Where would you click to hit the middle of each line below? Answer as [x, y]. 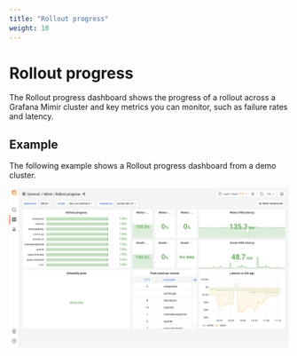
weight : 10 [29, 28]
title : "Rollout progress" [59, 19]
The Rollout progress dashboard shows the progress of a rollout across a [143, 98]
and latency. [31, 116]
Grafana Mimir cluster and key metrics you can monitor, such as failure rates [148, 107]
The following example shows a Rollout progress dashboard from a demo [143, 166]
